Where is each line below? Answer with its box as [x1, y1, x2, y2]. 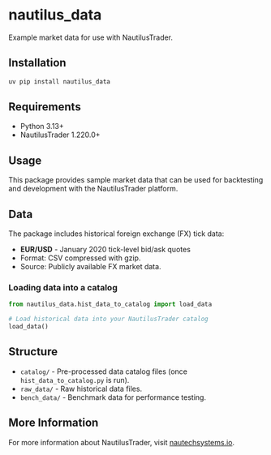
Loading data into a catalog [8, 281, 118, 293]
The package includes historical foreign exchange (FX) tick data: [8, 229, 225, 238]
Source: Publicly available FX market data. [19, 262, 161, 272]
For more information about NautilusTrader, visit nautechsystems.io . [8, 437, 235, 447]
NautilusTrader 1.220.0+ [19, 130, 101, 140]
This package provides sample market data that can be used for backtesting [8, 175, 264, 185]
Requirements [8, 100, 81, 114]
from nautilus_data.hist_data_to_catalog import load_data [8, 300, 213, 309]
